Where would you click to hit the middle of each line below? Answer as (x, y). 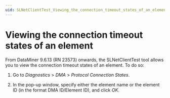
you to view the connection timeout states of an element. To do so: (75, 65)
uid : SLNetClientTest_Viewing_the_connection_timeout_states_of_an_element (87, 10)
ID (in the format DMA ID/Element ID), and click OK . (66, 90)
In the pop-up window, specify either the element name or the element (86, 84)
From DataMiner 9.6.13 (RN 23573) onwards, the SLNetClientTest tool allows (84, 60)
